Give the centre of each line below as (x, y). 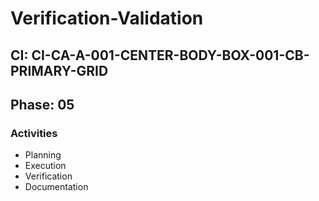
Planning (43, 155)
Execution (45, 166)
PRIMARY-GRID (59, 70)
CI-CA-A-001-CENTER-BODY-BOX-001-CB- (170, 55)
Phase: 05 (42, 104)
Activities (34, 133)
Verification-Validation (107, 18)
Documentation (56, 187)
